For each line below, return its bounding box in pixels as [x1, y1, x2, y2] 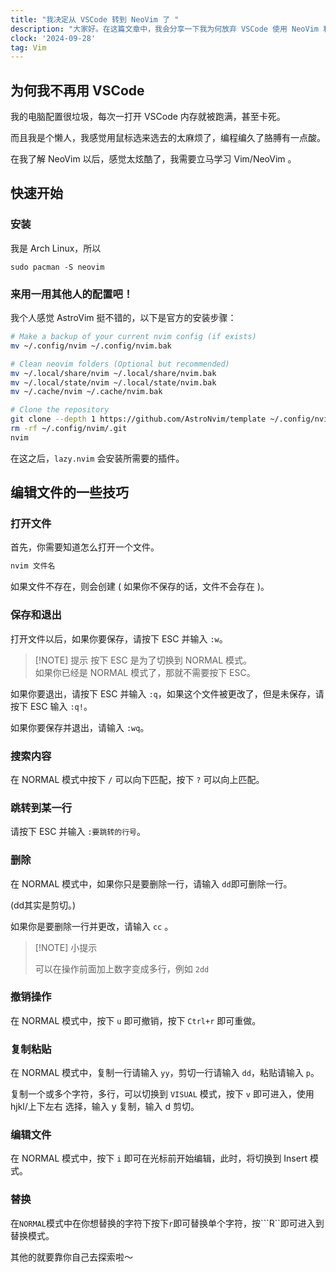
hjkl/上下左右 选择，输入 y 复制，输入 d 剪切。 [10, 1101, 200, 1113]
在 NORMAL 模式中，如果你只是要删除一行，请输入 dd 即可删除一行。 [10, 877, 293, 890]
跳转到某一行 [10, 801, 73, 815]
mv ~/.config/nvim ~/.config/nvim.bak [10, 341, 172, 351]
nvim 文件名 [10, 561, 56, 571]
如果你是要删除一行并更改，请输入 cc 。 [10, 920, 174, 932]
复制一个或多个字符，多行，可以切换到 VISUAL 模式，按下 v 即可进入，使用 [10, 1088, 315, 1100]
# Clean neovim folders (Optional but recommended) [10, 359, 230, 369]
